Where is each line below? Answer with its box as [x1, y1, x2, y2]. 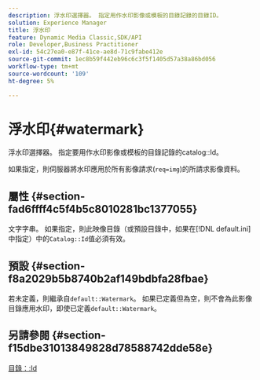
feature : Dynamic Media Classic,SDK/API [8, 33, 143, 42]
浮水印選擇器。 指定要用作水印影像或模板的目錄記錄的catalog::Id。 [8, 148, 224, 157]
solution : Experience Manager [8, 19, 108, 27]
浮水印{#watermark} [8, 120, 145, 138]
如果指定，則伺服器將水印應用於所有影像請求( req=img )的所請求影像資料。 [8, 164, 245, 174]
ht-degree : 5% [8, 77, 55, 85]
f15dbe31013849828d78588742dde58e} [8, 342, 214, 355]
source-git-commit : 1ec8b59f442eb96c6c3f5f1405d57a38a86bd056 [8, 56, 216, 64]
